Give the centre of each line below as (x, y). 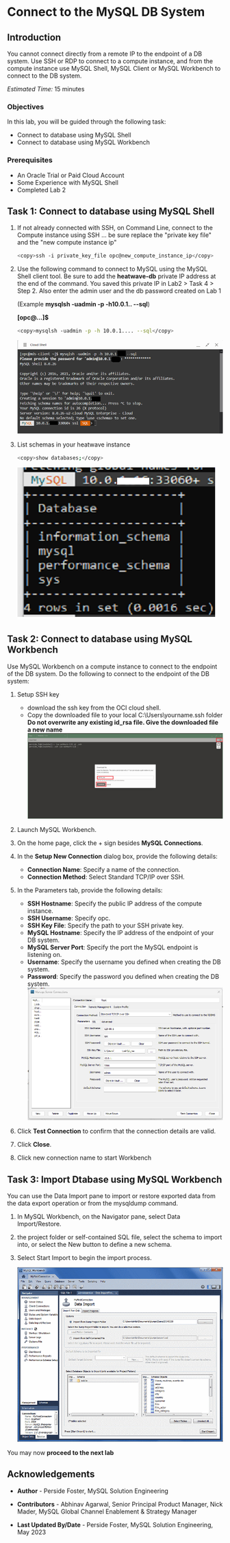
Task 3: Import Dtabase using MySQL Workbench (115, 1179)
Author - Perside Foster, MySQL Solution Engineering (93, 1491)
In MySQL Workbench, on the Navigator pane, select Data (99, 1217)
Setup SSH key (38, 694)
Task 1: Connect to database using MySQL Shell (111, 211)
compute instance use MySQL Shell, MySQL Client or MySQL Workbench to (114, 68)
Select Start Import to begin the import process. (84, 1258)
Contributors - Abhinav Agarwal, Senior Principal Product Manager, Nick (120, 1504)
